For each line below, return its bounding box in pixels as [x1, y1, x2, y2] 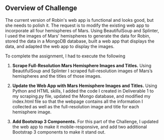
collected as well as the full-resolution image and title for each [12, 103, 139, 109]
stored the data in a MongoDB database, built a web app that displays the [5, 38, 155, 44]
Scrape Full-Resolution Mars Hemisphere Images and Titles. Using [12, 62, 152, 68]
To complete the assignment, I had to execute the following [5, 53, 125, 59]
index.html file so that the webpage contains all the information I [12, 98, 143, 104]
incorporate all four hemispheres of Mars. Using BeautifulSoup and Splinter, [5, 27, 159, 34]
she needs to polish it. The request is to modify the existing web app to [5, 22, 150, 28]
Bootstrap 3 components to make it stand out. [12, 129, 106, 135]
